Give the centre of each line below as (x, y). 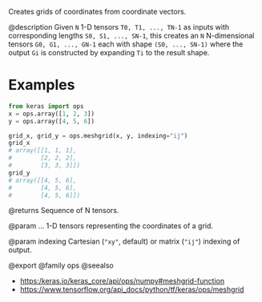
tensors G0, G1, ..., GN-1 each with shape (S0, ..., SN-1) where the (126, 44)
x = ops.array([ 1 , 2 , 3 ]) (51, 114)
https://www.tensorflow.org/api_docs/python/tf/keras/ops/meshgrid (132, 290)
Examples (42, 85)
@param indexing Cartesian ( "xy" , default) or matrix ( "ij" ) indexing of (124, 242)
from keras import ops (46, 106)
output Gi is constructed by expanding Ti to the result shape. (109, 52)
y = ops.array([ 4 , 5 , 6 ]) (51, 121)
